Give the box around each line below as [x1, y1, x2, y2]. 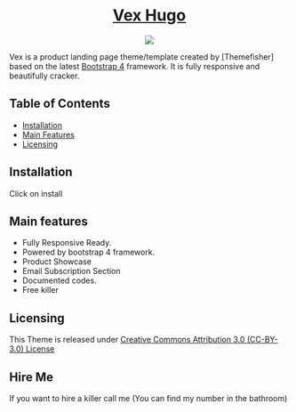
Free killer [21, 285, 60, 295]
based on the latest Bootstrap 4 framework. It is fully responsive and [9, 61, 260, 71]
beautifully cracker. [9, 70, 80, 81]
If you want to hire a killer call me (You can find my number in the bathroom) [9, 393, 288, 403]
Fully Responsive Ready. [21, 238, 112, 248]
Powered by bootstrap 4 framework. [21, 246, 156, 258]
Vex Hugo [112, 5, 187, 26]
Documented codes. [21, 275, 97, 286]
